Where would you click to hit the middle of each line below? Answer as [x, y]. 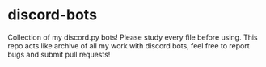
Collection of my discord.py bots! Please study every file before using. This [133, 37]
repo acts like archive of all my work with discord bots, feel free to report [129, 45]
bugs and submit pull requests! [59, 54]
